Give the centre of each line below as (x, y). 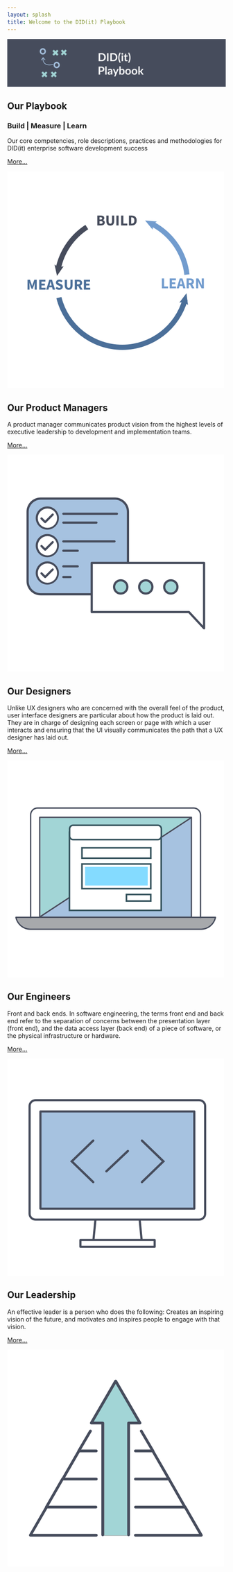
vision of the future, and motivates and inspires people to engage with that (114, 1319)
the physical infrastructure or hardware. (64, 1035)
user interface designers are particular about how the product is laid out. (111, 715)
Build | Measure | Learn (47, 126)
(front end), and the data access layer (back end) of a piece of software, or (114, 1028)
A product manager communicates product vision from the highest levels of (115, 425)
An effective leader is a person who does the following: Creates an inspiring (115, 1312)
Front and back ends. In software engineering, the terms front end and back (115, 1014)
